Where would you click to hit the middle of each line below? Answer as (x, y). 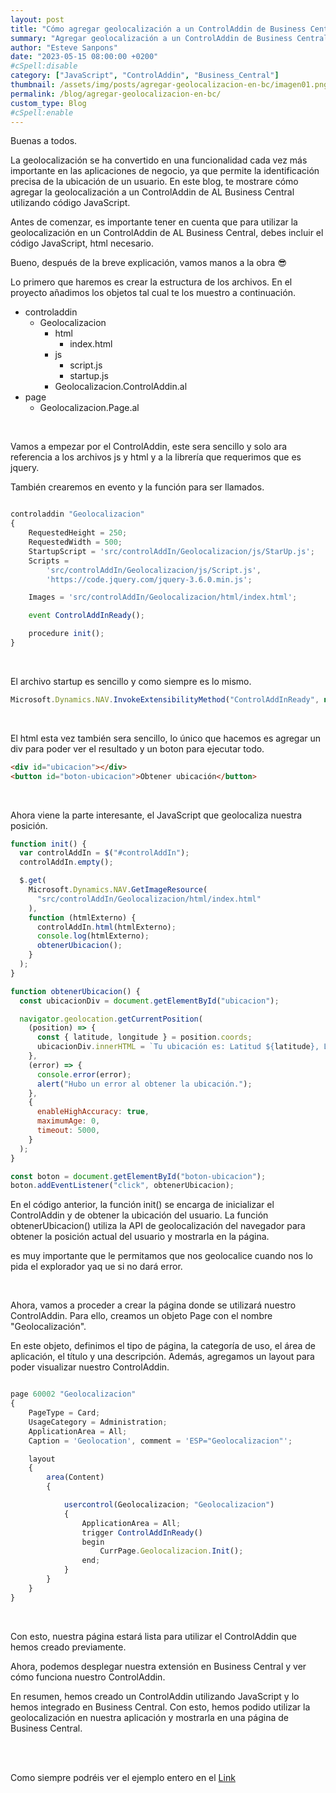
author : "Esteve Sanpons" (64, 47)
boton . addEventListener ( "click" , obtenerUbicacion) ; (122, 1186)
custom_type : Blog (48, 103)
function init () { (48, 844)
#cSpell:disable (44, 66)
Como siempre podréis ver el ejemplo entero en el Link (123, 1777)
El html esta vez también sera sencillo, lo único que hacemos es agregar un (166, 738)
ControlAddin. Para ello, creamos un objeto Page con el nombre (141, 1316)
